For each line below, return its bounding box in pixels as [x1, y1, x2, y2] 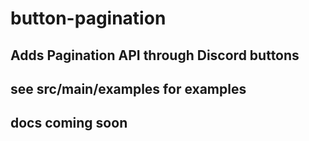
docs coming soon [10, 115, 128, 132]
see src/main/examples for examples [10, 80, 247, 97]
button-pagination [10, 7, 167, 30]
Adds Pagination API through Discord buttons [10, 47, 300, 64]
